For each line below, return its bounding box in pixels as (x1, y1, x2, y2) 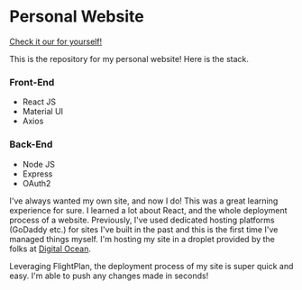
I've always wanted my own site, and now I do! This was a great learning (9, 195, 279, 206)
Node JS (22, 159, 56, 169)
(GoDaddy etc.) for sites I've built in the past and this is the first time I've (9, 223, 279, 235)
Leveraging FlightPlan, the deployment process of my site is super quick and (9, 260, 294, 271)
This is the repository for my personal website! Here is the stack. (9, 53, 250, 64)
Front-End (9, 76, 55, 88)
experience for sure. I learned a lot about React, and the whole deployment (9, 204, 288, 215)
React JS (22, 96, 57, 107)
